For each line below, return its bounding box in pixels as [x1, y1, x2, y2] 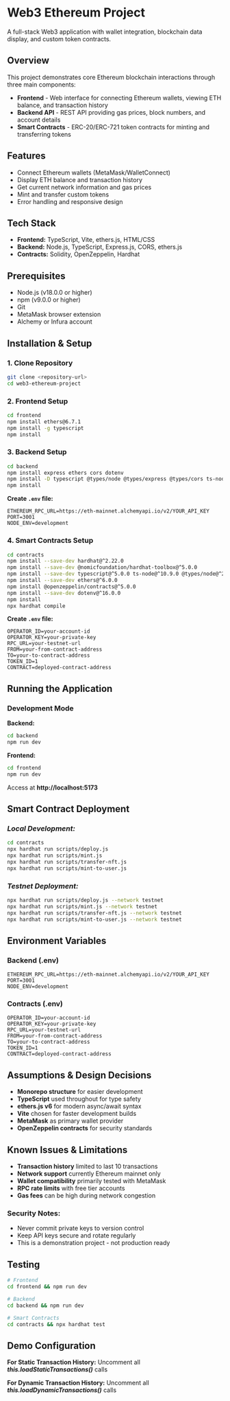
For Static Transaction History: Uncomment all [7, 1358, 140, 1367]
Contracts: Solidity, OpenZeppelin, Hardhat [16, 250, 140, 258]
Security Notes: [7, 1208, 61, 1218]
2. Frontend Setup [7, 396, 68, 406]
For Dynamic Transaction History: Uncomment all [7, 1379, 149, 1387]
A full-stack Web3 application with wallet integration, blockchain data [7, 27, 203, 36]
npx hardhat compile [7, 603, 66, 609]
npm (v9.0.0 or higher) [16, 295, 81, 304]
